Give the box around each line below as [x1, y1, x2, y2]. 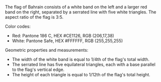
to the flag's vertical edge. [12, 67, 65, 72]
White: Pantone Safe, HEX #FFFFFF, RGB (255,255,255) [12, 38, 123, 44]
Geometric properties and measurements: [5, 47, 88, 53]
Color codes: [5, 23, 31, 29]
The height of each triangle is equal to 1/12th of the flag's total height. [12, 72, 151, 77]
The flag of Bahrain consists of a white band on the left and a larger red [5, 4, 147, 10]
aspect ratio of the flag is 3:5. [5, 14, 64, 20]
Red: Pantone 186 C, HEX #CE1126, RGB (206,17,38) [12, 33, 115, 38]
